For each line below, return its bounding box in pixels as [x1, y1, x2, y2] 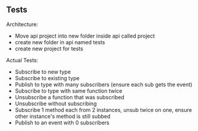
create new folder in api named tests [14, 38, 105, 45]
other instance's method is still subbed [14, 112, 111, 120]
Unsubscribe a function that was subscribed [14, 93, 124, 100]
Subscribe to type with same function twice [14, 87, 123, 95]
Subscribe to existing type [14, 74, 80, 81]
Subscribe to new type [14, 68, 71, 75]
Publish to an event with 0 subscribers [14, 119, 109, 126]
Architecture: [6, 20, 39, 28]
